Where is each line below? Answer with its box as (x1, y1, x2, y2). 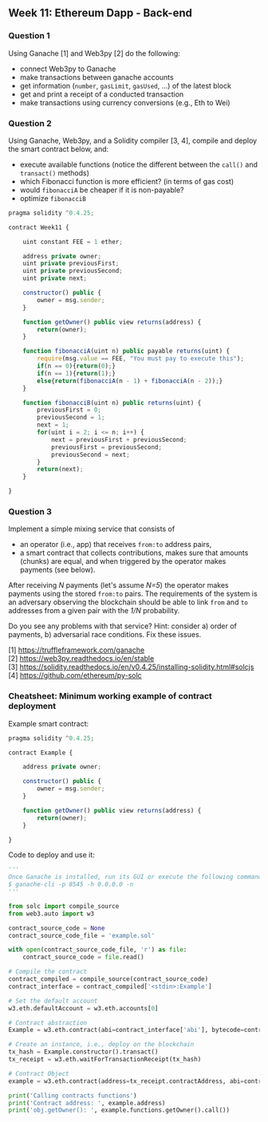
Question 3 (8, 506, 52, 518)
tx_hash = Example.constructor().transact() (8, 1048, 159, 1056)
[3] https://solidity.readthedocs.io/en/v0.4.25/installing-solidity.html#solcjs (8, 662, 254, 672)
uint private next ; (22, 274, 88, 282)
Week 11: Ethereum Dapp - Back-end (8, 6, 193, 20)
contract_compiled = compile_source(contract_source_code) (8, 975, 209, 983)
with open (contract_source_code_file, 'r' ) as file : (8, 946, 187, 954)
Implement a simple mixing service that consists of (8, 524, 175, 533)
